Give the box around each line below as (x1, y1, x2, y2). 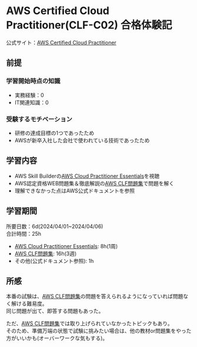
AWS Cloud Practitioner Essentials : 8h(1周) (14, 242, 118, 249)
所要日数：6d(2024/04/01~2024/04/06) (6, 222, 103, 230)
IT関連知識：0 (14, 99, 49, 106)
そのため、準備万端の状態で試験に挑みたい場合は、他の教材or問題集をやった (6, 328, 192, 335)
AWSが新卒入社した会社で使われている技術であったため (14, 136, 150, 144)
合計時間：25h (6, 230, 42, 237)
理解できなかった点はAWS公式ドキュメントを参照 (14, 187, 135, 194)
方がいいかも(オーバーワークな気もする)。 (6, 335, 108, 342)
